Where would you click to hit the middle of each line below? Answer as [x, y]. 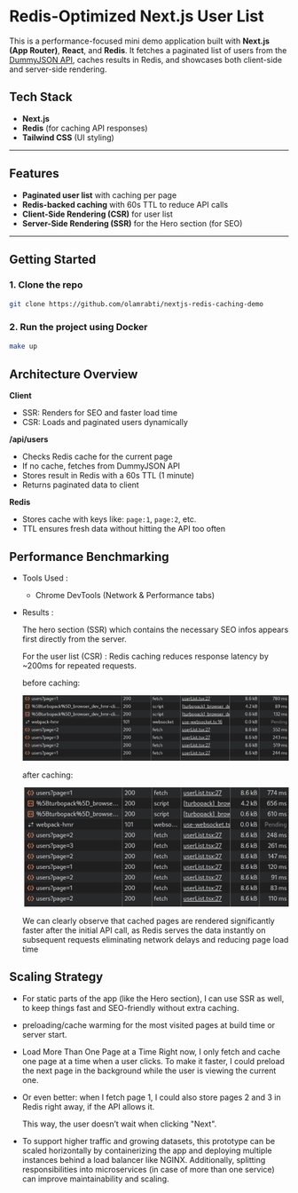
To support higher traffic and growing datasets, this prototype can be [149, 1141]
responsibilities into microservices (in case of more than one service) [148, 1169]
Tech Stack [41, 97]
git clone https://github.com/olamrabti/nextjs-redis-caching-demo [137, 304]
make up [24, 347]
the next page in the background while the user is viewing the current [149, 1071]
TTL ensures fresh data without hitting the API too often [124, 529]
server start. [44, 1034]
